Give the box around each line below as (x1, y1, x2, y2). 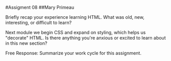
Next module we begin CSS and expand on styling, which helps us (5, 29, 146, 35)
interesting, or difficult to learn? (5, 20, 72, 25)
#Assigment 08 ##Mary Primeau (5, 5, 74, 10)
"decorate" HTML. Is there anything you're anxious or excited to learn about (5, 35, 166, 41)
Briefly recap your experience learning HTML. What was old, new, (5, 14, 145, 20)
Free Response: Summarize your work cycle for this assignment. (5, 50, 142, 56)
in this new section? (5, 40, 48, 46)
